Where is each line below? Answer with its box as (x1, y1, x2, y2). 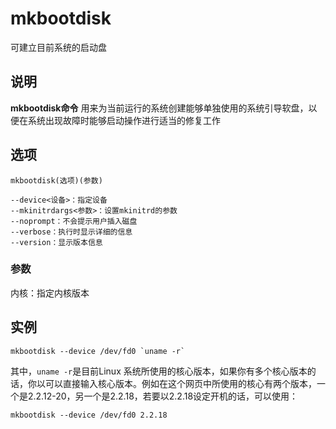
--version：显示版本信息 (10, 237, 103, 247)
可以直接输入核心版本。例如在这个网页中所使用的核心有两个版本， (44, 377, 317, 389)
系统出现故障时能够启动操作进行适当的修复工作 (27, 114, 221, 126)
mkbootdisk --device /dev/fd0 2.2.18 (10, 410, 168, 420)
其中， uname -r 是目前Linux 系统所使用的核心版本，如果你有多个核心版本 (10, 365, 308, 377)
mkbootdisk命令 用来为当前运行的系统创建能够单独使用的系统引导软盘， (10, 102, 309, 114)
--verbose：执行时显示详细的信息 (10, 227, 133, 237)
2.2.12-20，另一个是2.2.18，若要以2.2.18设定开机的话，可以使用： (27, 390, 299, 402)
